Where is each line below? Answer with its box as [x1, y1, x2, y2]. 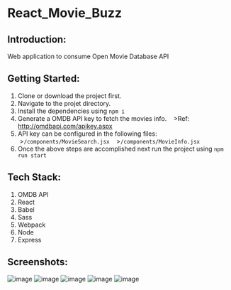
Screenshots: [7, 256, 69, 268]
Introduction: [7, 33, 67, 45]
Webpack [17, 220, 46, 229]
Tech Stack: [7, 171, 62, 183]
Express [17, 235, 42, 244]
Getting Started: [7, 72, 80, 85]
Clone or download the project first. [17, 91, 122, 100]
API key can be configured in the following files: [17, 129, 157, 138]
